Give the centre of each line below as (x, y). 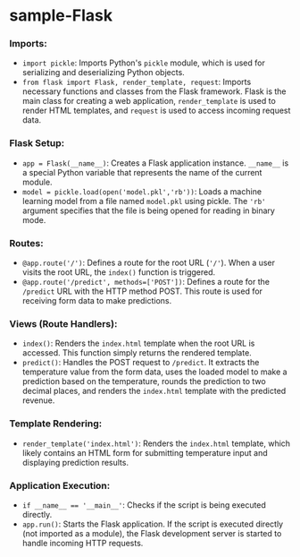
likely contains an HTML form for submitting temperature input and (145, 452)
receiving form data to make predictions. (97, 301)
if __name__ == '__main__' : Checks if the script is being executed (144, 505)
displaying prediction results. (75, 462)
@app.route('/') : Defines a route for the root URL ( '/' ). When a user (148, 263)
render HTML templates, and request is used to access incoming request (156, 111)
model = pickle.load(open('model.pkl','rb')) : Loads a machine (142, 191)
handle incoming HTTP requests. (83, 543)
